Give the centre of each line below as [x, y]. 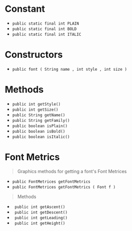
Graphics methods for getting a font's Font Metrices [72, 171]
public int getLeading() [41, 218]
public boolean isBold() [39, 131]
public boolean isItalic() [41, 137]
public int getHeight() [40, 223]
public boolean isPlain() [40, 126]
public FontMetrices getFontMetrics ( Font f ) [64, 187]
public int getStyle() [36, 104]
